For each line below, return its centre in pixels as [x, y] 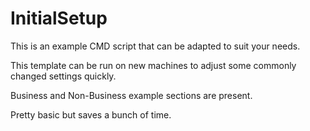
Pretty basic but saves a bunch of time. [91, 114]
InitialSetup [59, 18]
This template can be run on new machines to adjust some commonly [153, 65]
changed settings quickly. [63, 76]
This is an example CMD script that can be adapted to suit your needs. [155, 46]
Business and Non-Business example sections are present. [131, 95]
